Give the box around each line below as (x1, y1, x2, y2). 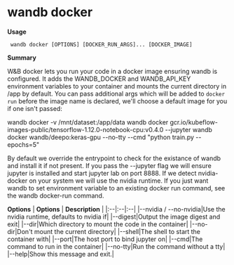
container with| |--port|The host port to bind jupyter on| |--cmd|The (7, 235, 203, 243)
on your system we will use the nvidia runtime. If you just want (29, 176, 209, 185)
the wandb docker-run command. (7, 191, 104, 200)
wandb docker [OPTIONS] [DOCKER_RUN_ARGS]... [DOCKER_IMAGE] (10, 41, 193, 48)
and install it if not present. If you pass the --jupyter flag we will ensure (7, 161, 212, 169)
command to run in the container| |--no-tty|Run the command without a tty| (7, 242, 226, 250)
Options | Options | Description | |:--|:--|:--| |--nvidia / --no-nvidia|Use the (7, 205, 226, 213)
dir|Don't (7, 227, 33, 235)
